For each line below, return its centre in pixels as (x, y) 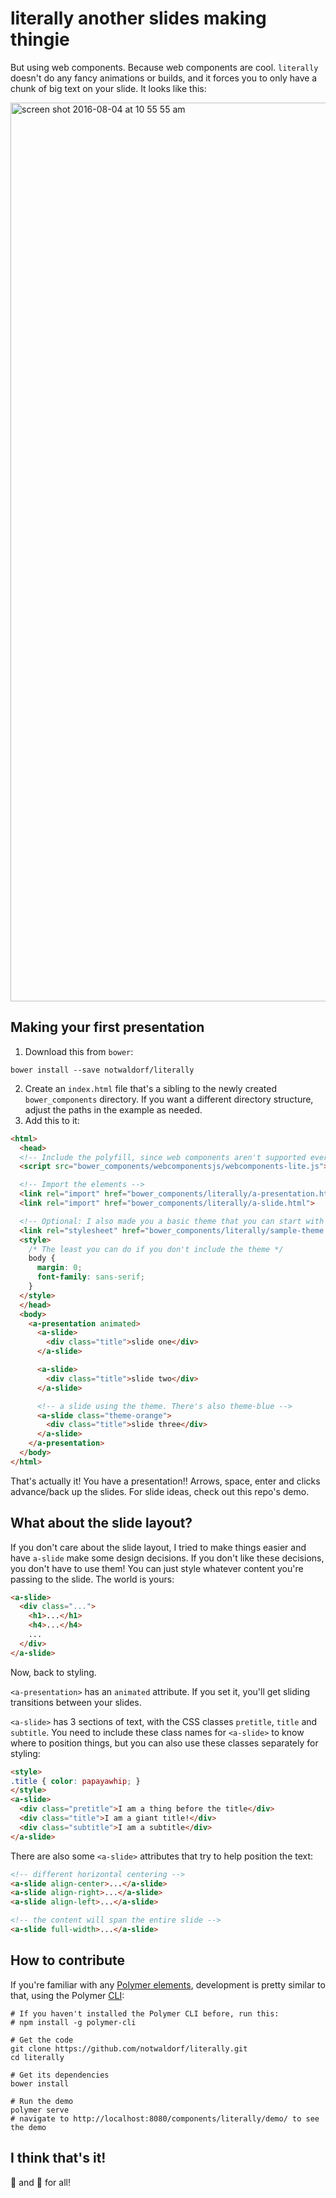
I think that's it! (58, 2158)
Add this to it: (52, 1120)
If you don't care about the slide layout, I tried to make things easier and (158, 1547)
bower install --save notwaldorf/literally (102, 1070)
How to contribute (68, 1960)
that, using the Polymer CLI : (67, 1995)
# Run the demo (42, 2101)
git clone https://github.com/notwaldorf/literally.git (129, 2048)
